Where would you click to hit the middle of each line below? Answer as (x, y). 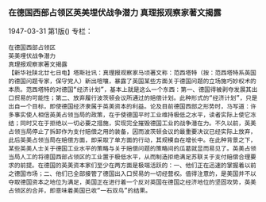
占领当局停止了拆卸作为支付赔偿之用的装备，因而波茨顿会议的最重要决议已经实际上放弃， (132, 132)
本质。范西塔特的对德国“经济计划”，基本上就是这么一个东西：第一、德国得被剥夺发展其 (130, 90)
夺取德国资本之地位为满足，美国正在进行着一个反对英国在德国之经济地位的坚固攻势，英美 (132, 183)
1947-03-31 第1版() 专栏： (50, 31)
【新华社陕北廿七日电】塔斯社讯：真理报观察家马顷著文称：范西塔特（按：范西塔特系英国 (132, 73)
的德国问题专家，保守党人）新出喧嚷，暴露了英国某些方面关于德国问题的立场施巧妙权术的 (132, 82)
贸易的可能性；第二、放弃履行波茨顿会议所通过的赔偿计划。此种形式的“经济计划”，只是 (136, 98)
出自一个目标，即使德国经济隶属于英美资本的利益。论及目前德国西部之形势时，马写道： (129, 107)
